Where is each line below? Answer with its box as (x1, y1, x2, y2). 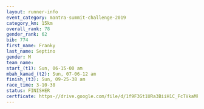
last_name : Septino (6, 48, 56, 54)
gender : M (6, 54, 32, 60)
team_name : (6, 59, 34, 65)
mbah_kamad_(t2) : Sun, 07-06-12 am (6, 71, 97, 77)
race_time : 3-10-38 (6, 82, 56, 88)
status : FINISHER (6, 88, 50, 94)
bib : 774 (6, 37, 29, 43)
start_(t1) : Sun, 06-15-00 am (6, 65, 83, 71)
